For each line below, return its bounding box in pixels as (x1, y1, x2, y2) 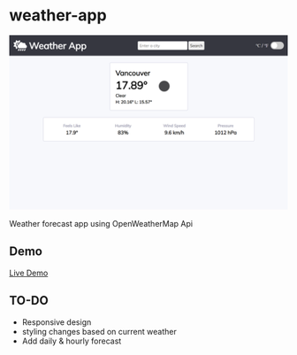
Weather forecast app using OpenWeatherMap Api (9, 218, 193, 228)
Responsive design (21, 316, 92, 328)
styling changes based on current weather (21, 326, 177, 336)
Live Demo (9, 267, 49, 278)
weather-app (9, 5, 108, 26)
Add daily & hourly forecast (21, 336, 122, 346)
